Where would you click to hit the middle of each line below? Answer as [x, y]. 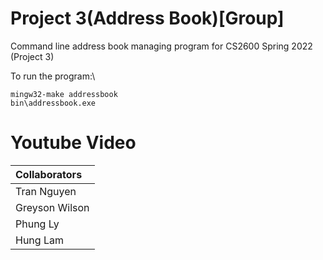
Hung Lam [39, 240]
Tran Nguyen [46, 191]
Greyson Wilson [52, 207]
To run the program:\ [53, 76]
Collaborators [49, 174]
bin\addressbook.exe [53, 103]
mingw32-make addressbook [64, 94]
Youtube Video [73, 143]
